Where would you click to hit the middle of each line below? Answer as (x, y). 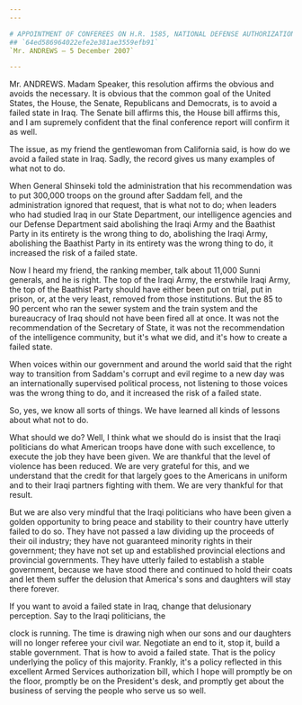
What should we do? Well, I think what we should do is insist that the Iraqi (145, 438)
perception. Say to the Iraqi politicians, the (88, 616)
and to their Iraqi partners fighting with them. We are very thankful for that (146, 485)
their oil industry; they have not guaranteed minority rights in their (131, 541)
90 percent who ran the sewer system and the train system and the (133, 309)
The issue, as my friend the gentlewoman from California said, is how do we (150, 149)
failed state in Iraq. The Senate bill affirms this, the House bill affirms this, (145, 113)
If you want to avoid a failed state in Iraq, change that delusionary (130, 606)
